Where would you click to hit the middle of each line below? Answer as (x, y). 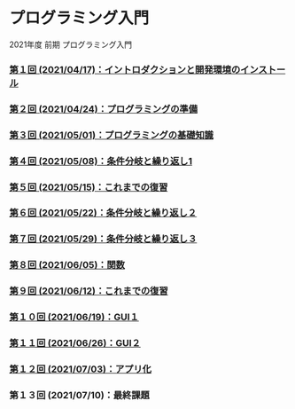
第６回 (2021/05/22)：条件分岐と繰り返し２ (103, 213)
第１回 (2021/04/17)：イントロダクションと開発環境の (125, 69)
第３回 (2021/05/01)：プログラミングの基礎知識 (112, 135)
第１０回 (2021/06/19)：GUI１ (74, 318)
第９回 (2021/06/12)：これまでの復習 (89, 291)
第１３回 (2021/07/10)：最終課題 (80, 395)
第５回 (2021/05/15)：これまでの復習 (89, 187)
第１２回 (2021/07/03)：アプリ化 (81, 369)
